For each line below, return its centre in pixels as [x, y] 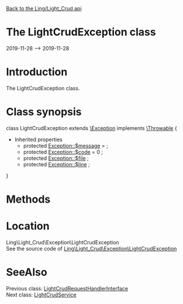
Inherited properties [38, 139]
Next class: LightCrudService [41, 295]
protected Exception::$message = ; [65, 145]
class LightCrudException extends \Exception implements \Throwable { [91, 128]
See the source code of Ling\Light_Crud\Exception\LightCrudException [91, 248]
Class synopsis [44, 112]
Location [28, 226]
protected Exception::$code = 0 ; [63, 152]
